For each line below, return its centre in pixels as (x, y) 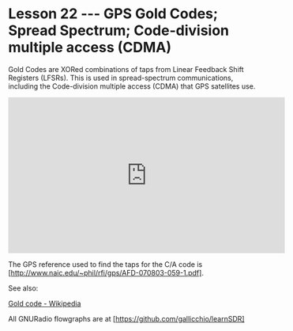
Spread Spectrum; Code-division (119, 30)
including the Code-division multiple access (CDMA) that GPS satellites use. (132, 86)
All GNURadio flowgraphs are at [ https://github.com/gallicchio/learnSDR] (126, 318)
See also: (23, 288)
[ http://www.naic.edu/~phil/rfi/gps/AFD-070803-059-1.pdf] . (106, 272)
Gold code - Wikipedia (45, 303)
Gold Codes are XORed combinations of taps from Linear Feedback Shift (126, 69)
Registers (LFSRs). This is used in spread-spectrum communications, (121, 78)
